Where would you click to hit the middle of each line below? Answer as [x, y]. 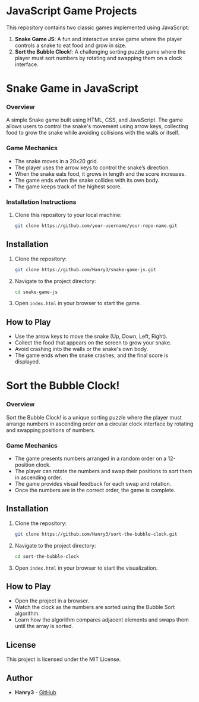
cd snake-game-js [36, 292]
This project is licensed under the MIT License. [64, 659]
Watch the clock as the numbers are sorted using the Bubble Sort [95, 607]
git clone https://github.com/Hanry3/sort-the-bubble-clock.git [96, 534]
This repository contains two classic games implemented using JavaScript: [98, 27]
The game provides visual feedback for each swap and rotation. [93, 484]
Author [19, 678]
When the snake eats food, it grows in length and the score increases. [100, 173]
